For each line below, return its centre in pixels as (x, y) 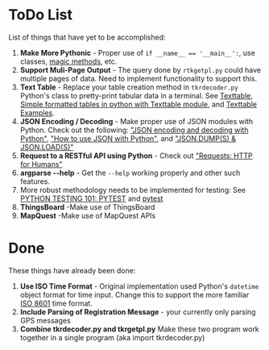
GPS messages (45, 320)
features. (35, 181)
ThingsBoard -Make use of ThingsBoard (87, 206)
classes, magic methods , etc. (68, 61)
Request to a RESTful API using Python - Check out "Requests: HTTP (136, 156)
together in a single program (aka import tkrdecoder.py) (112, 337)
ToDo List (41, 15)
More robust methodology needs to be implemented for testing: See (132, 190)
